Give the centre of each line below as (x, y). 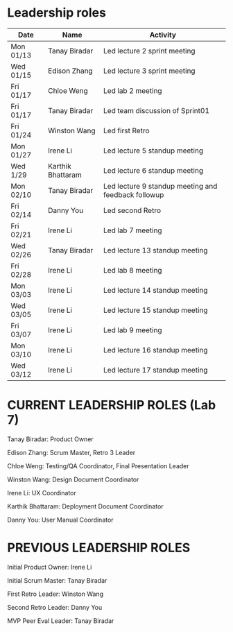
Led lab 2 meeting (132, 90)
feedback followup (133, 194)
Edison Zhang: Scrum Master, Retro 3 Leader (71, 452)
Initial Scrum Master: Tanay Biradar (57, 580)
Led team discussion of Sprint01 (156, 110)
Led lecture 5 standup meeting (153, 151)
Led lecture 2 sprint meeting (149, 51)
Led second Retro (132, 210)
